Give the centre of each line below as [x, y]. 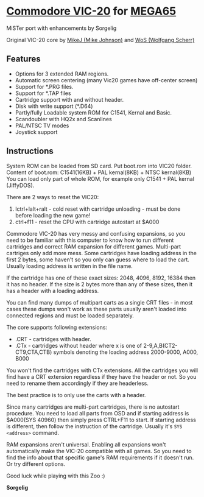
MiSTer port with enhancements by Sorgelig [62, 28]
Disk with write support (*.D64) [54, 106]
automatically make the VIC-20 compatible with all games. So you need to [99, 451]
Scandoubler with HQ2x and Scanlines [63, 119]
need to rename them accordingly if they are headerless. [78, 383]
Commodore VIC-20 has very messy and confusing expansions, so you [96, 233]
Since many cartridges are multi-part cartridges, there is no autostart [93, 407]
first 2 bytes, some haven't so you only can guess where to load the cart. [98, 259]
